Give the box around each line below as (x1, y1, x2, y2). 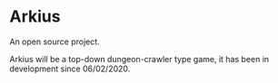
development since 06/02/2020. (9, 63, 131, 74)
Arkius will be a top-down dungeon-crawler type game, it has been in (9, 53, 270, 64)
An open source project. (9, 36, 100, 47)
